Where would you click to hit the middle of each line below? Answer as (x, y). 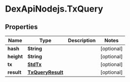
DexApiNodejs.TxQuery (54, 9)
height (15, 57)
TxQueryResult (45, 72)
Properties (21, 27)
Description (82, 41)
